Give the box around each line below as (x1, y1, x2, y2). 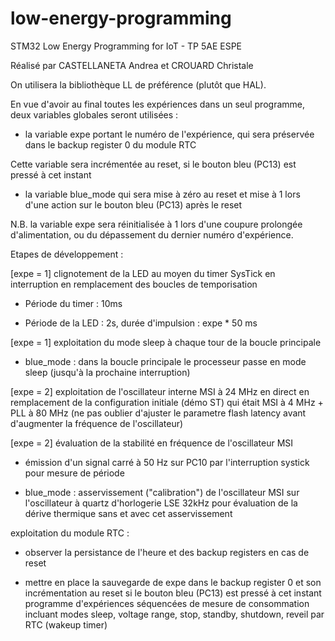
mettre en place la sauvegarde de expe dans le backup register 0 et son (24, 576, 322, 588)
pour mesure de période (24, 467, 125, 479)
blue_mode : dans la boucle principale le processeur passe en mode (24, 355, 307, 367)
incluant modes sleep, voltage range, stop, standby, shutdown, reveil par (24, 608, 325, 620)
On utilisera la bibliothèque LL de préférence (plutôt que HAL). (10, 78, 267, 91)
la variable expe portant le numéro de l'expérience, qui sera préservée (24, 128, 315, 140)
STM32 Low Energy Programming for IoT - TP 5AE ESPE (10, 40, 243, 52)
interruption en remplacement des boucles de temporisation (10, 278, 258, 290)
